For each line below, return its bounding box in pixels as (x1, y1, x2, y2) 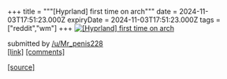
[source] (7, 62, 35, 72)
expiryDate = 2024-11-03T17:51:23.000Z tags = (67, 15, 221, 24)
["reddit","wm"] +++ (7, 24, 73, 32)
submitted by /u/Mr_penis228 (7, 39, 103, 48)
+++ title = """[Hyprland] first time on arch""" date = (7, 7, 178, 16)
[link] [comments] (7, 47, 65, 56)
